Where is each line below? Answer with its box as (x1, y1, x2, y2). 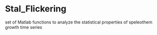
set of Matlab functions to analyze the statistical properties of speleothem (5, 19, 153, 25)
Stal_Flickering (5, 3, 66, 14)
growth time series (5, 24, 43, 30)
